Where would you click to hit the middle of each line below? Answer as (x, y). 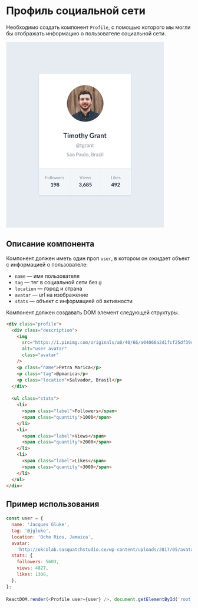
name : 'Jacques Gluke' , (40, 525)
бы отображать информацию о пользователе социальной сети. (86, 33)
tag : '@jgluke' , (31, 531)
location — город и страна (48, 288)
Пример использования (53, 504)
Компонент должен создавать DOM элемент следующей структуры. (93, 312)
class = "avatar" (40, 355)
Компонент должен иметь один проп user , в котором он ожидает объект (98, 258)
